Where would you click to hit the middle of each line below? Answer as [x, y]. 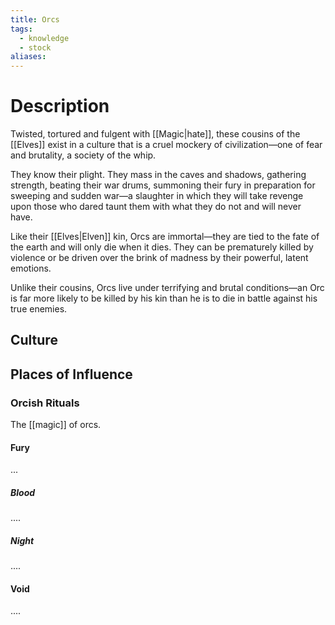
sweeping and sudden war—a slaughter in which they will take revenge [157, 196]
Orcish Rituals [45, 403]
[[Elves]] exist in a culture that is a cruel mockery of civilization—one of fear [166, 145]
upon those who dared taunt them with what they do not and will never [156, 207]
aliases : [28, 57]
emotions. [31, 268]
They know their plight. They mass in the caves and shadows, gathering [158, 175]
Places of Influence [71, 374]
